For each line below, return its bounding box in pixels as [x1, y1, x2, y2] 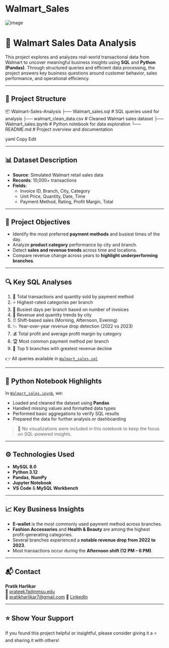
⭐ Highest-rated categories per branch [12, 299, 93, 305]
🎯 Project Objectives [5, 217, 70, 226]
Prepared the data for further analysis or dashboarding [12, 416, 126, 422]
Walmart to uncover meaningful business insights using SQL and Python [5, 59, 156, 65]
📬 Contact [5, 567, 41, 576]
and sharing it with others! [5, 637, 59, 643]
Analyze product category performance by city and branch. [12, 242, 137, 248]
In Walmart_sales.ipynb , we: [5, 390, 63, 396]
